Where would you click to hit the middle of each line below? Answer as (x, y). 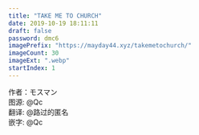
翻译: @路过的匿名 (39, 112)
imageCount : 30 (34, 53)
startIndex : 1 (32, 68)
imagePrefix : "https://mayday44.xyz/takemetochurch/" (100, 46)
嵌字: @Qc (26, 122)
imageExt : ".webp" (39, 61)
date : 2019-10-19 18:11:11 (53, 23)
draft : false (30, 31)
